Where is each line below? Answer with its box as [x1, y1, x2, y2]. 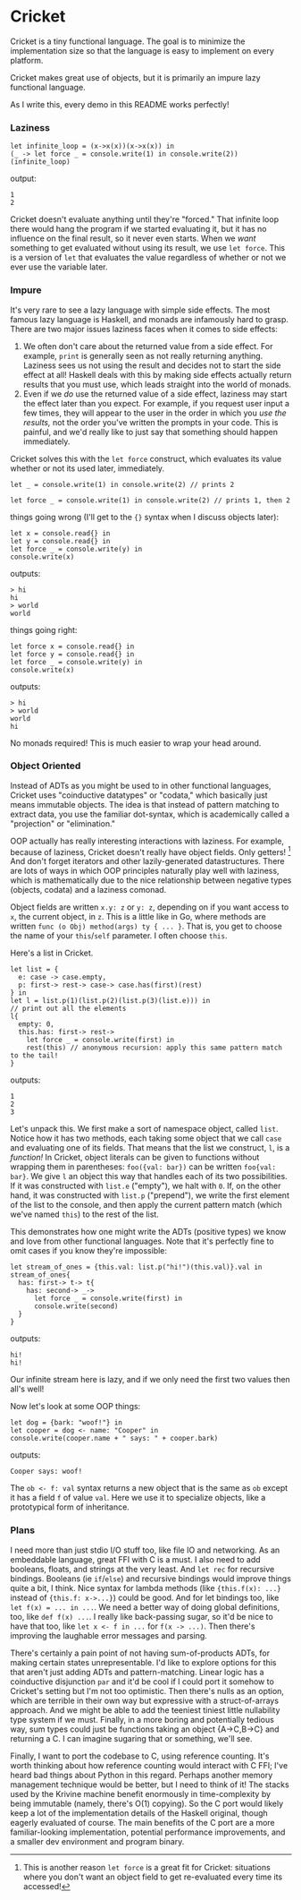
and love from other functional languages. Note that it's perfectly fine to [10, 1236, 275, 1246]
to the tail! [10, 1051, 59, 1060]
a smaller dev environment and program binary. [10, 1836, 185, 1846]
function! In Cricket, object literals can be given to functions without [10, 1152, 260, 1163]
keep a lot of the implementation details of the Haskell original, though [10, 1807, 269, 1819]
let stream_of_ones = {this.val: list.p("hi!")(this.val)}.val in [10, 1262, 263, 1272]
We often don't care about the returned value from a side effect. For [22, 340, 273, 351]
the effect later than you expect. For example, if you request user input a [22, 398, 289, 408]
